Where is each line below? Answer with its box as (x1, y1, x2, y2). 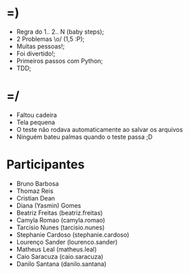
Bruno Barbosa (16, 179, 59, 187)
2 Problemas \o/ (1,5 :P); (16, 34, 85, 43)
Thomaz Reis (16, 187, 54, 195)
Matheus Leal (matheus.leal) (16, 245, 97, 253)
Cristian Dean (16, 194, 56, 202)
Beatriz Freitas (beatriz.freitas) (16, 208, 104, 217)
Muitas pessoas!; (16, 42, 65, 50)
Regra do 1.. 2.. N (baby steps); (16, 27, 104, 36)
